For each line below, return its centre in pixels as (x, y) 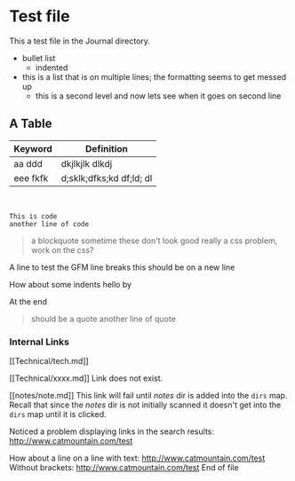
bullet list (39, 58)
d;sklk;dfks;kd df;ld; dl (107, 177)
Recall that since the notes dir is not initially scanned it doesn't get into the (145, 405)
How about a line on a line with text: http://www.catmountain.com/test (137, 458)
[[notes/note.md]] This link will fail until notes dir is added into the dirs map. (148, 396)
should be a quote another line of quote (103, 319)
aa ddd (28, 163)
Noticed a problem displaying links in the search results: (112, 431)
